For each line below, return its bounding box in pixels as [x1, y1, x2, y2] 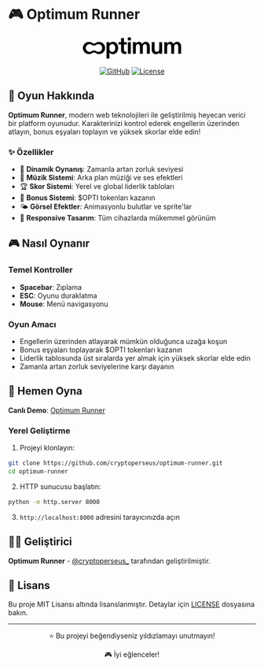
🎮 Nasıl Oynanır [8, 237, 90, 250]
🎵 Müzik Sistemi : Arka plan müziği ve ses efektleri [19, 173, 183, 183]
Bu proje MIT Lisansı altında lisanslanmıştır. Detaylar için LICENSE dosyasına [8, 599, 255, 610]
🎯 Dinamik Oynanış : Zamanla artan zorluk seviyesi [19, 165, 184, 174]
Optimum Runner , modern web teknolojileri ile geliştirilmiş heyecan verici [8, 110, 246, 120]
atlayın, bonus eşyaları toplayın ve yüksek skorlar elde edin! [8, 127, 201, 136]
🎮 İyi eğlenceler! [104, 650, 159, 659]
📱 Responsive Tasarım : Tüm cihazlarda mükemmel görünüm [19, 213, 216, 223]
